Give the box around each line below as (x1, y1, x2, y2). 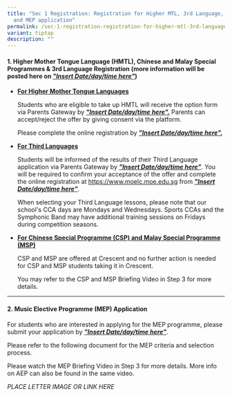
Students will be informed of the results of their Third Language (17, 155, 198, 164)
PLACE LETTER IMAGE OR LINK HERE (7, 382, 115, 390)
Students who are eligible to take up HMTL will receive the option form (17, 101, 218, 109)
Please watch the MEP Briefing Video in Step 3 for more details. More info (7, 361, 217, 370)
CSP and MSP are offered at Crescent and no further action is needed (17, 254, 216, 263)
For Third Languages (17, 142, 79, 151)
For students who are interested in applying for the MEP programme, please (7, 320, 223, 328)
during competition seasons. (17, 220, 99, 229)
